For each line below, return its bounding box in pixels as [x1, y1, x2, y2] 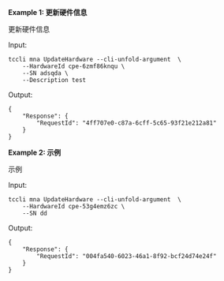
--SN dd [22, 209, 47, 217]
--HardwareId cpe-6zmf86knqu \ [22, 62, 125, 70]
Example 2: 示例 [8, 148, 62, 157]
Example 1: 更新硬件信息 [8, 8, 88, 17]
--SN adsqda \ [22, 69, 69, 77]
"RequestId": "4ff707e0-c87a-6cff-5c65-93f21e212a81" [36, 119, 217, 127]
